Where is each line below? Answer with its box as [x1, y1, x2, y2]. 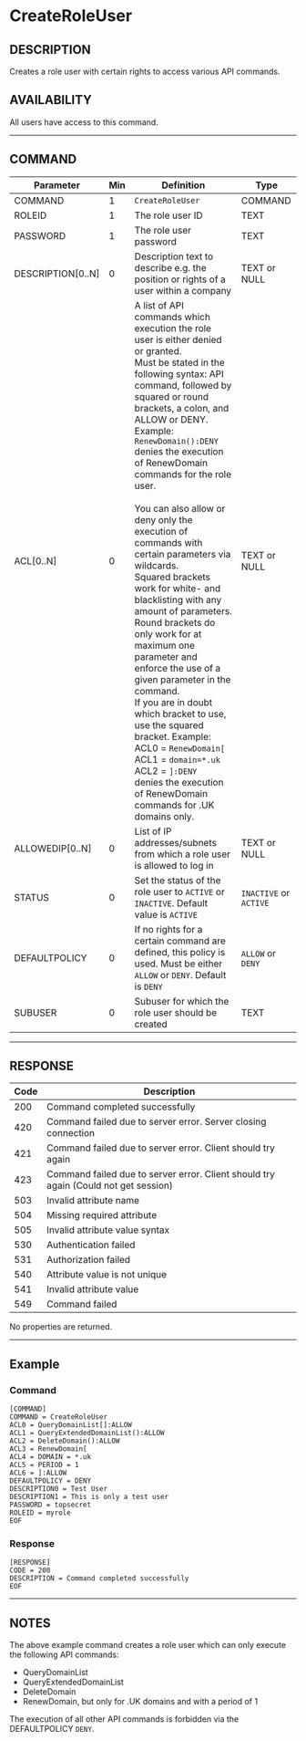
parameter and [134, 650, 198, 662]
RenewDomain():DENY [134, 435, 219, 446]
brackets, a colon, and [134, 401, 229, 414]
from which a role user [134, 848, 230, 860]
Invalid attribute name [46, 1194, 139, 1207]
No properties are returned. [9, 1321, 113, 1332]
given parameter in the [134, 672, 231, 685]
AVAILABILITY [9, 92, 93, 108]
